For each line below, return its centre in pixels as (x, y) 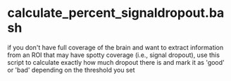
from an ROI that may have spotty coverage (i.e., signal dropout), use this (114, 55)
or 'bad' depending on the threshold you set (71, 70)
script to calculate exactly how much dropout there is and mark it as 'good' (116, 62)
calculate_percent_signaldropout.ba (116, 13)
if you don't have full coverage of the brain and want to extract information (115, 47)
